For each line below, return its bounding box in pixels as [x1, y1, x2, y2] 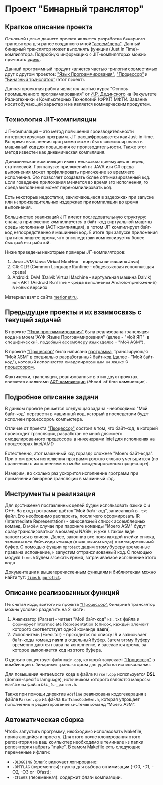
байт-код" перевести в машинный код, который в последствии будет [5, 411, 149, 417]
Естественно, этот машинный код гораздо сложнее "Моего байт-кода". [5, 450, 154, 457]
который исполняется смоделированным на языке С [18, 359, 128, 364]
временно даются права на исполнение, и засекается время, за [12, 642, 146, 648]
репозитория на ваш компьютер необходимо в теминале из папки [5, 739, 144, 745]
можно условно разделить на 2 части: [5, 606, 85, 613]
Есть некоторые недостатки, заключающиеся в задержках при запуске [5, 194, 154, 200]
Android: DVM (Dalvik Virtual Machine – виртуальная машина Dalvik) [12, 274, 152, 280]
